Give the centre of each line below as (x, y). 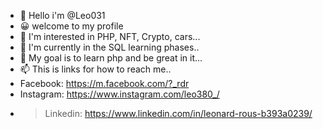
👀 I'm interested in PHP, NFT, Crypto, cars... (110, 36)
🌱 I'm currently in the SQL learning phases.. (109, 47)
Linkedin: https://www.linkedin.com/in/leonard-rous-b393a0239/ (178, 113)
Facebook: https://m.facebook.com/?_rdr (104, 83)
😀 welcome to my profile (71, 26)
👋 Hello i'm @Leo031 (62, 15)
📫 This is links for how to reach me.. (95, 69)
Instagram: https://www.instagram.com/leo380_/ (119, 94)
